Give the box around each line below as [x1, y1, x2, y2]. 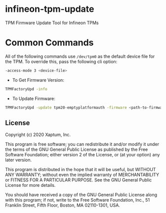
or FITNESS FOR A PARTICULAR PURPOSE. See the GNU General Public [5, 177, 152, 183]
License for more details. [5, 182, 56, 188]
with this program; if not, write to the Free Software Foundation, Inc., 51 [5, 197, 150, 203]
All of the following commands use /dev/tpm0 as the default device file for [5, 53, 155, 59]
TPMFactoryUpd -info [5, 86, 48, 92]
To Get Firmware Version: [12, 77, 64, 83]
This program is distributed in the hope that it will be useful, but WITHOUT [5, 167, 156, 173]
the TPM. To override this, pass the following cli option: [5, 58, 118, 65]
